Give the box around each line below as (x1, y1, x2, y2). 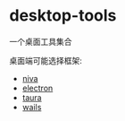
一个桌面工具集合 (9, 36, 72, 47)
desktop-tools (9, 5, 117, 26)
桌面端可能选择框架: (9, 55, 83, 65)
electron (21, 82, 54, 93)
